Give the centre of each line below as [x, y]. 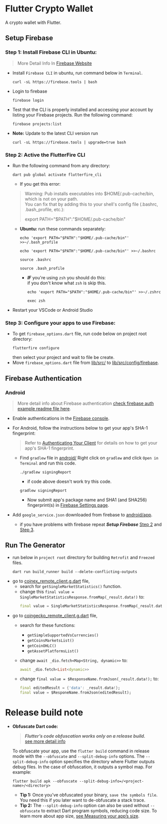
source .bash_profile [42, 268]
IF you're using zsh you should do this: [66, 277]
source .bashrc [35, 259]
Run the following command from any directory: [61, 165]
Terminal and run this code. [48, 463]
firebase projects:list [37, 124]
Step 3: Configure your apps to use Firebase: [60, 323]
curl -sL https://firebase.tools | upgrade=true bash [69, 142]
